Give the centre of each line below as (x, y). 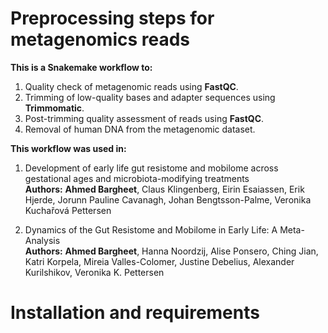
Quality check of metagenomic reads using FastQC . (131, 86)
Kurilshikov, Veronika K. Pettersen (94, 272)
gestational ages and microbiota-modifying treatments (137, 178)
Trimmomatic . (54, 108)
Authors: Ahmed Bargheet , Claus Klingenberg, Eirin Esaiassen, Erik (164, 189)
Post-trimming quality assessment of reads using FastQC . (144, 118)
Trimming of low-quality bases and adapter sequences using (150, 97)
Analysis (42, 240)
